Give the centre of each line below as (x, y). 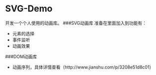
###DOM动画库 (21, 56)
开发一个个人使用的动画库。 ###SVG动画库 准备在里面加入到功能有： (76, 23)
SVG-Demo (29, 9)
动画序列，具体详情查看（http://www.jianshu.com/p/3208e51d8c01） (83, 67)
